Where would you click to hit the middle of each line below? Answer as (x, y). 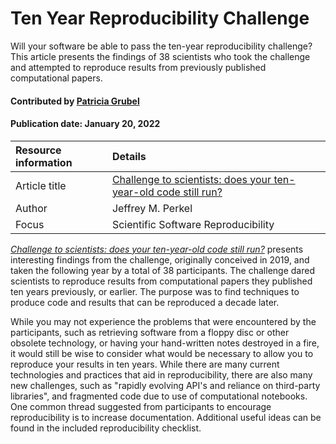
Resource (38, 150)
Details (129, 156)
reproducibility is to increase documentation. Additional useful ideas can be (166, 417)
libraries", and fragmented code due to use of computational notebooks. (159, 396)
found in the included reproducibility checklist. (106, 428)
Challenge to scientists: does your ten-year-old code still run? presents (157, 249)
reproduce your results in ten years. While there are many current (145, 364)
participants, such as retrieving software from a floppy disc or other (150, 332)
